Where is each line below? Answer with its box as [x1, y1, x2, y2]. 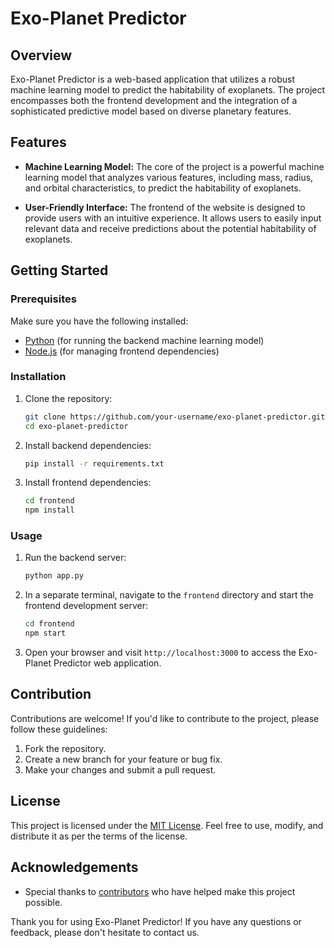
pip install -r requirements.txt [24, 458, 165, 469]
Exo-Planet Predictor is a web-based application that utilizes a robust [10, 73, 296, 85]
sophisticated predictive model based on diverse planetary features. [10, 105, 292, 117]
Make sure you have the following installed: [10, 315, 189, 327]
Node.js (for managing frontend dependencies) [24, 345, 220, 357]
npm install [24, 505, 75, 516]
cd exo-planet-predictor [24, 421, 129, 431]
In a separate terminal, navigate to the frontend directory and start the [24, 589, 314, 601]
